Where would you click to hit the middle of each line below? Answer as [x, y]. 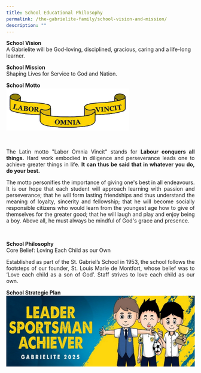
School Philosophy [30, 244]
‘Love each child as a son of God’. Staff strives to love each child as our [100, 275]
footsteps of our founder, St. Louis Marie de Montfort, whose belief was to [100, 268]
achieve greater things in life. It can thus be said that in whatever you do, [101, 164]
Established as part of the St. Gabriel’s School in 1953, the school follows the [100, 262]
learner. [16, 56]
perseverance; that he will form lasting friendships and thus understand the [100, 195]
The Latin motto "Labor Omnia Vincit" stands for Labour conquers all [101, 152]
